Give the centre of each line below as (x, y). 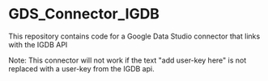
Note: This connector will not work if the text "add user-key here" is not (128, 60)
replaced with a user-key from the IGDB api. (82, 68)
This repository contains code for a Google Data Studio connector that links (134, 36)
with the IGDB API (38, 44)
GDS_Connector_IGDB (84, 14)
